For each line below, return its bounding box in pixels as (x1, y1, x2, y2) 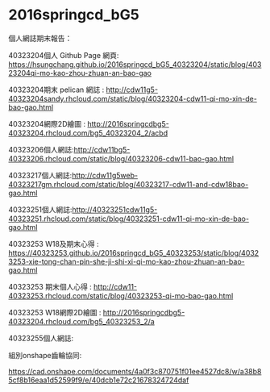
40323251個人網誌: (8, 204, 73, 215)
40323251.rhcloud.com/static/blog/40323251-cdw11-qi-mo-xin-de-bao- (8, 214, 250, 223)
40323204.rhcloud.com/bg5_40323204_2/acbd (8, 127, 168, 138)
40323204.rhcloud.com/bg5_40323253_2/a (8, 316, 155, 326)
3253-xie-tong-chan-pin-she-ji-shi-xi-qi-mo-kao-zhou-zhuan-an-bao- (8, 256, 245, 266)
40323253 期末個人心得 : (8, 281, 93, 291)
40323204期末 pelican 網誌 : (8, 85, 105, 94)
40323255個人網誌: (8, 333, 74, 343)
